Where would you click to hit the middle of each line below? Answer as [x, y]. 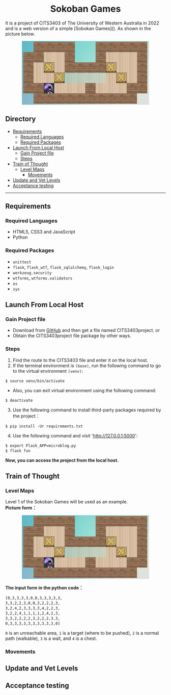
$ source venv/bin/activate [35, 381]
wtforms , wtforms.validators [42, 278]
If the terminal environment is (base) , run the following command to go [87, 366]
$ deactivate [19, 400]
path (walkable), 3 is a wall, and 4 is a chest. [51, 638]
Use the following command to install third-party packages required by [87, 410]
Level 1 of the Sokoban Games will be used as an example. [67, 502]
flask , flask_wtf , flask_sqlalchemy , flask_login [63, 267]
